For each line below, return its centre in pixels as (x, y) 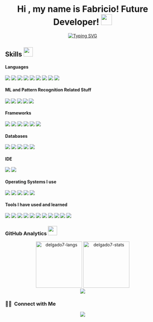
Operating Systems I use (31, 182)
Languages (17, 67)
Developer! (76, 22)
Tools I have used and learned (36, 205)
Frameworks (18, 113)
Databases (16, 136)
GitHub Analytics (26, 233)
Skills (14, 55)
